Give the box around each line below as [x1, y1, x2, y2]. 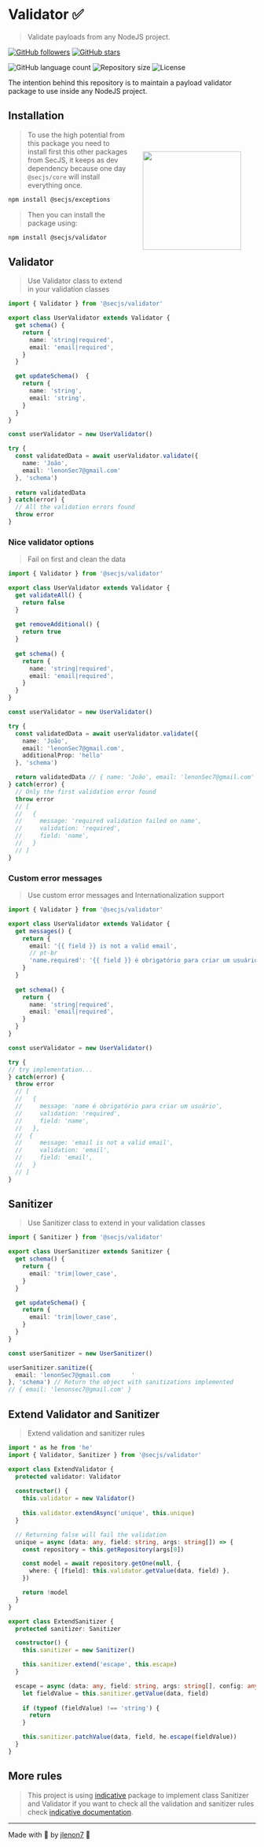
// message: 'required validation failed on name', [15, 817, 202, 825]
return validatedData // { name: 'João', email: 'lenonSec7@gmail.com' [15, 773, 255, 781]
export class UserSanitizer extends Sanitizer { [8, 1248, 170, 1256]
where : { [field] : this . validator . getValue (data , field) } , [28, 1567, 230, 1575]
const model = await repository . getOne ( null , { [22, 1559, 181, 1568]
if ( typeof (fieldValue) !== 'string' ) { [22, 1704, 159, 1712]
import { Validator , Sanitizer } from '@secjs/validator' [8, 1450, 202, 1459]
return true [22, 628, 61, 636]
